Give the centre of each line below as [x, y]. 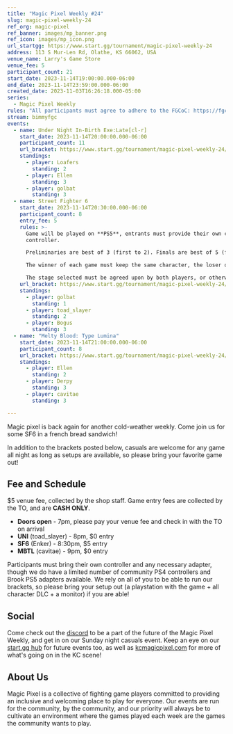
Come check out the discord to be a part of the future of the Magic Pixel [110, 633]
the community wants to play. [49, 723]
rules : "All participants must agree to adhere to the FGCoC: [99, 111]
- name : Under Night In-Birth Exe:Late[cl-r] [80, 130]
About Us [28, 677]
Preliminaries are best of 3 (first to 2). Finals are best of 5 [122, 253]
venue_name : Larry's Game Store [54, 59]
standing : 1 [50, 303]
